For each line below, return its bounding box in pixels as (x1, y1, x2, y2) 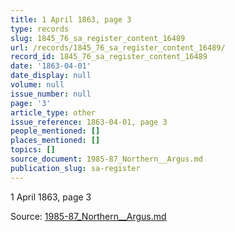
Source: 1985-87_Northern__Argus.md (10, 210, 167, 222)
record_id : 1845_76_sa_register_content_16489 (10, 52, 208, 62)
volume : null (10, 80, 65, 90)
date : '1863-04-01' (10, 61, 92, 71)
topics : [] (10, 145, 56, 155)
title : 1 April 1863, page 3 (10, 14, 132, 25)
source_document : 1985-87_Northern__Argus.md (10, 154, 203, 164)
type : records (10, 24, 70, 34)
